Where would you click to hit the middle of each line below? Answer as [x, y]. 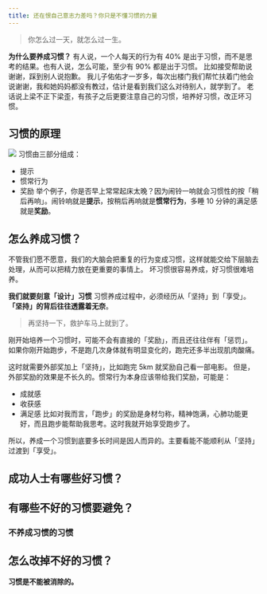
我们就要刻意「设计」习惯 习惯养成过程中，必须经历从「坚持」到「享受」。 [129, 297]
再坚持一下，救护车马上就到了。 [80, 323]
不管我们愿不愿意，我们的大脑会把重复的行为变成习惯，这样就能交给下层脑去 [133, 259]
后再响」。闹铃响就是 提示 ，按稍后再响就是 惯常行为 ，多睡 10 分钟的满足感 [139, 201]
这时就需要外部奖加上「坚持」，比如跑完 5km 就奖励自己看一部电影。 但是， [132, 367]
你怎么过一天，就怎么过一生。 [76, 39]
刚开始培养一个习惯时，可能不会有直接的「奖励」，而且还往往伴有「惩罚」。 [130, 340]
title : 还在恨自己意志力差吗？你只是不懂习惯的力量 [83, 16]
